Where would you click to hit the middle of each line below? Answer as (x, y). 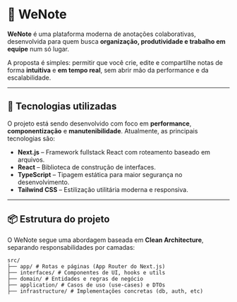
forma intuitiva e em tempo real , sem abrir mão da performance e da (108, 70)
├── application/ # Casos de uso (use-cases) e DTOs (86, 285)
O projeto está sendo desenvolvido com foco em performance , (99, 123)
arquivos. (31, 159)
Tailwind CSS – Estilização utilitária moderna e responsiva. (103, 189)
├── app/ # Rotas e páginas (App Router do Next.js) (86, 266)
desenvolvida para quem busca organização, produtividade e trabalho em (116, 41)
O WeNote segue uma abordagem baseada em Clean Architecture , (105, 240)
